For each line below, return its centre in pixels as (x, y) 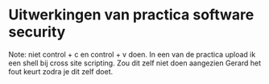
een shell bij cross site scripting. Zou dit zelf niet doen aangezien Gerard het (135, 63)
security (37, 32)
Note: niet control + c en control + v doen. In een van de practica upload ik (132, 54)
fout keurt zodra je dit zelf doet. (61, 71)
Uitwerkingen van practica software (131, 15)
